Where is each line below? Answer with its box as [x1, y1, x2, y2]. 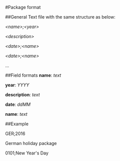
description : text [5, 92, 40, 97]
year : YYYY [5, 82, 29, 88]
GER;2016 [5, 130, 25, 136]
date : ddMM [5, 101, 31, 107]
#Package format [5, 5, 41, 10]
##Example [5, 121, 29, 127]
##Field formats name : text [5, 72, 61, 78]
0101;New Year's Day [5, 150, 49, 156]
